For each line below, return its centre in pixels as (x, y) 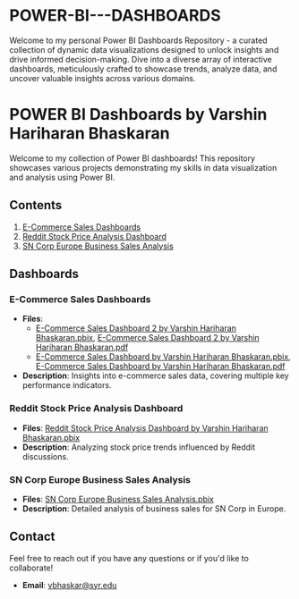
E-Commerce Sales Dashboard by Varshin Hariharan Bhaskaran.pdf (160, 367)
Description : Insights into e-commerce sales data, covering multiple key (155, 375)
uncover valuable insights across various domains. (103, 78)
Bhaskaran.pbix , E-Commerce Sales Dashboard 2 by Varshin (147, 338)
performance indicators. (67, 385)
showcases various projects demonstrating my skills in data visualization (143, 167)
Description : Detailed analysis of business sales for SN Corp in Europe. (154, 508)
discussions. (45, 456)
